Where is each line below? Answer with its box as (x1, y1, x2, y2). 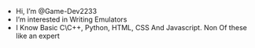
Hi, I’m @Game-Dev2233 (15, 7, 97, 15)
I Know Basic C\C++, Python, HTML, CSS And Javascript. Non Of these (15, 23, 248, 32)
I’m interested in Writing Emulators (15, 15, 128, 24)
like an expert (15, 31, 61, 40)
